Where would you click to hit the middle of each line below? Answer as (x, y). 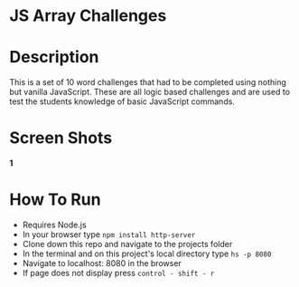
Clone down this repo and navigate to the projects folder (127, 244)
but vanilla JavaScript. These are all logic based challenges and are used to (150, 92)
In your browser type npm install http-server (109, 234)
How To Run (55, 200)
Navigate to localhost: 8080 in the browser (102, 263)
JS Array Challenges (88, 16)
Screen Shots (61, 138)
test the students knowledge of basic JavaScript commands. (122, 101)
